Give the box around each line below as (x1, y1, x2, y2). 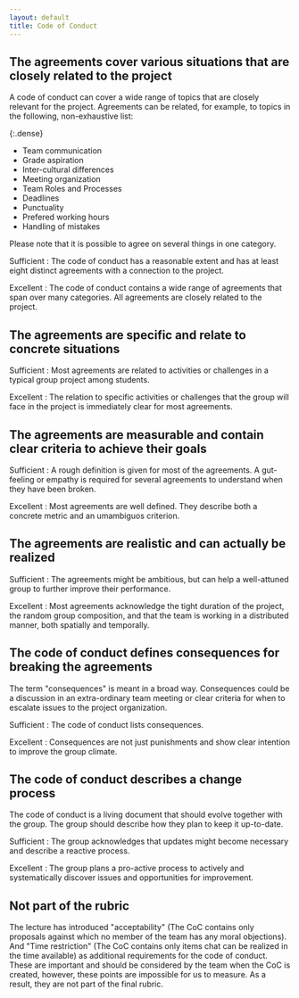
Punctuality (21, 202, 64, 213)
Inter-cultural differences (21, 164, 114, 175)
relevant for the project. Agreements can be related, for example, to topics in (9, 102, 291, 112)
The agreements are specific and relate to (9, 327, 247, 342)
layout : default (9, 12, 70, 22)
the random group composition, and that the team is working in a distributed (9, 610, 289, 621)
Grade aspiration (21, 155, 85, 166)
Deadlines (21, 193, 60, 203)
